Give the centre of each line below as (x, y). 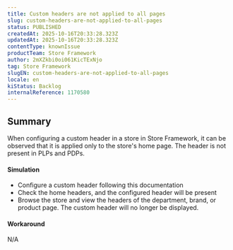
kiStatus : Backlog (34, 86)
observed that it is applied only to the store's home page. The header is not (117, 145)
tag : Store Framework (39, 66)
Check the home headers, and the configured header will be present (117, 193)
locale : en (23, 79)
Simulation (24, 169)
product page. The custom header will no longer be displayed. (108, 208)
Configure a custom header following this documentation (100, 185)
